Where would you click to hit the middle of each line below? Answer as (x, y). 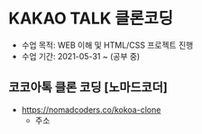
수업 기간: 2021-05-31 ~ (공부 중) (81, 56)
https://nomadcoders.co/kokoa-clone (91, 110)
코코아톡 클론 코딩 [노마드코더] (88, 88)
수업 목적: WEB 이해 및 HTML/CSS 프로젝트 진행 (107, 45)
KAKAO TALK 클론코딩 (91, 18)
